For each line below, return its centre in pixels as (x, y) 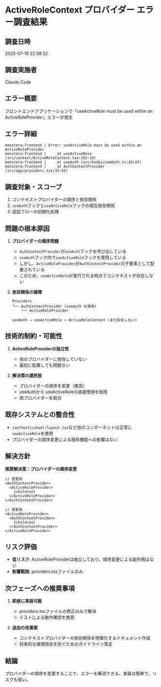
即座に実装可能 (27, 601)
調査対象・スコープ (33, 187)
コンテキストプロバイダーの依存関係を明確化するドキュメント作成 (85, 638)
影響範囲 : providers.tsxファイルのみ (47, 571)
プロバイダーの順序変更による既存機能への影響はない (65, 439)
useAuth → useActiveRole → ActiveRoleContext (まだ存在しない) (74, 320)
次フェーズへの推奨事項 (40, 588)
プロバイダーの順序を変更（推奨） (53, 385)
